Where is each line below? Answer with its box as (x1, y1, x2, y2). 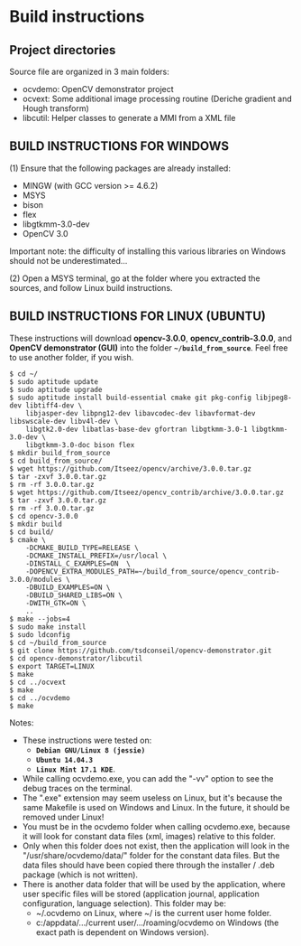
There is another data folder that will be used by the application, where (22, 878, 286, 889)
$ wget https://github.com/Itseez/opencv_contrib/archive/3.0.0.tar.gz (9, 488, 284, 497)
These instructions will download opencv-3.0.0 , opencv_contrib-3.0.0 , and (9, 333, 293, 343)
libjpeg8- (255, 393, 293, 402)
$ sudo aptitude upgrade (9, 385, 103, 394)
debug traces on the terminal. (22, 782, 132, 793)
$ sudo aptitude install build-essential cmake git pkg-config (9, 393, 252, 402)
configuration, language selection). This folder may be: (22, 897, 227, 909)
